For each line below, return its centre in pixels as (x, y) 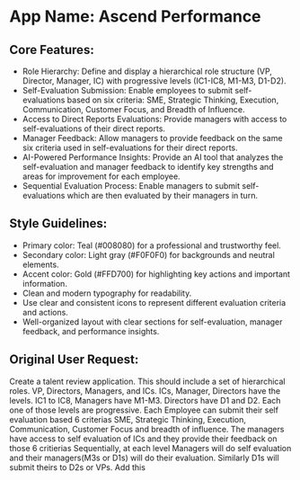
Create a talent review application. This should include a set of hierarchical (147, 381)
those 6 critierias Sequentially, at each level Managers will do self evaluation (150, 448)
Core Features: (52, 50)
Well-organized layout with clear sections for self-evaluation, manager (152, 322)
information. (44, 283)
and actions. (45, 312)
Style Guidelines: (58, 223)
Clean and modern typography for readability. (107, 293)
